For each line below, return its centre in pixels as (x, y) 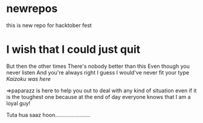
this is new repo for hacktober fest (49, 25)
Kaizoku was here (29, 79)
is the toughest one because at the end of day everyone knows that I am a (99, 97)
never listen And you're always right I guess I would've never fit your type (98, 72)
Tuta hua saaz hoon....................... (48, 115)
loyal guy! (18, 103)
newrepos (32, 9)
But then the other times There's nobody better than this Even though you (98, 66)
